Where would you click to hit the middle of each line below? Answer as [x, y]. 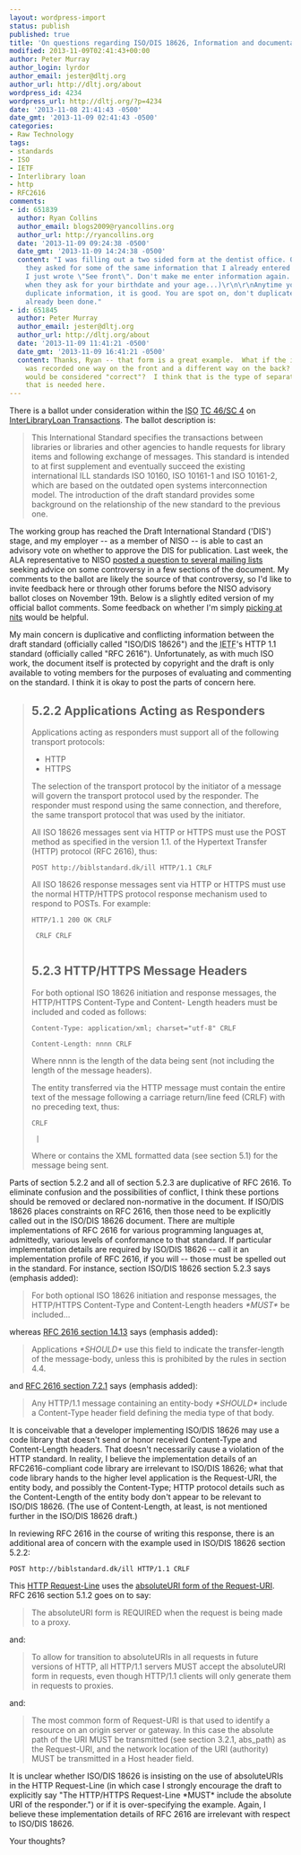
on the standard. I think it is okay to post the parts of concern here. [133, 683]
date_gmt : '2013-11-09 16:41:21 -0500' [92, 351]
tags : [19, 143]
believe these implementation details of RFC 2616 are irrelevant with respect [150, 1814]
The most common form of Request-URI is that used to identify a [150, 1720]
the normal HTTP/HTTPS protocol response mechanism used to [149, 894]
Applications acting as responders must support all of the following [155, 732]
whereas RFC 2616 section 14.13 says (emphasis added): [114, 1331]
